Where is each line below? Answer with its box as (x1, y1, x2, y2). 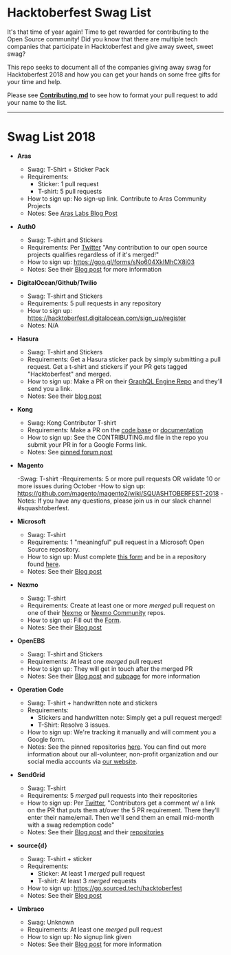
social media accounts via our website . (27, 757, 138, 765)
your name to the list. (7, 98, 67, 106)
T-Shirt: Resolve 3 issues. (37, 721, 111, 729)
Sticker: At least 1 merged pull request (37, 869, 146, 877)
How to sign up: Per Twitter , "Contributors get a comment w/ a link (27, 798, 216, 807)
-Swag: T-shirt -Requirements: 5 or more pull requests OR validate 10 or (16, 474, 221, 483)
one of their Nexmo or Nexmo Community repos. (27, 608, 166, 616)
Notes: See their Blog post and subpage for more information (27, 672, 201, 680)
